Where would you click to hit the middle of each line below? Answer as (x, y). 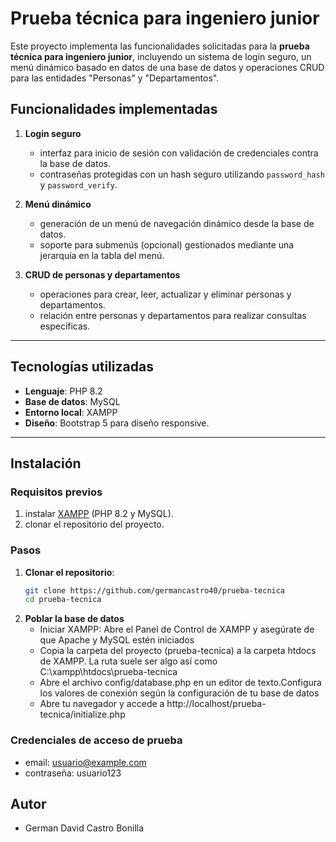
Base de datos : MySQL (72, 401)
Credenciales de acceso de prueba (96, 740)
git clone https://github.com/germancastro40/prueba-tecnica (155, 590)
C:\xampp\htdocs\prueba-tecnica (108, 672)
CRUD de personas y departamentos (102, 274)
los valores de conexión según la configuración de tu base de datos (179, 693)
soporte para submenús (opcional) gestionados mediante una (167, 244)
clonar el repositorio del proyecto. (94, 524)
